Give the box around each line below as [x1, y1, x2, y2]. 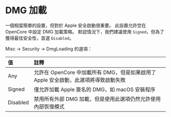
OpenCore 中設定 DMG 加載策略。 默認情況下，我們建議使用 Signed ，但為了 [5, 28, 164, 34]
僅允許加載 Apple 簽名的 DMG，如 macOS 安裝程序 [34, 86, 156, 93]
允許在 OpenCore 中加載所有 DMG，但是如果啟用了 [34, 69, 156, 76]
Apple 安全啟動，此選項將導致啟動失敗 [34, 76, 126, 84]
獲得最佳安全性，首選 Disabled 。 [5, 35, 74, 41]
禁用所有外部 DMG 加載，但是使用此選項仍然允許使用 [34, 95, 161, 102]
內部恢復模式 [34, 103, 65, 110]
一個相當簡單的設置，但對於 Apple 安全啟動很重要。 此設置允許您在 [5, 22, 147, 28]
